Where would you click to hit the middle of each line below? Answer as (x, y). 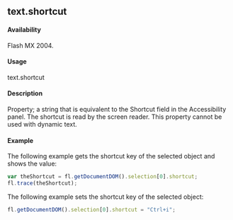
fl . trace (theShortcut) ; (42, 183)
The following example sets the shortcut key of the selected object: (106, 197)
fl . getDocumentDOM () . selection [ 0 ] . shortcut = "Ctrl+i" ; (91, 209)
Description (25, 93)
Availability (24, 29)
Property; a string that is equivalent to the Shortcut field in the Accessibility (117, 109)
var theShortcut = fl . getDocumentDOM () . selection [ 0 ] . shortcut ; (103, 177)
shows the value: (32, 164)
